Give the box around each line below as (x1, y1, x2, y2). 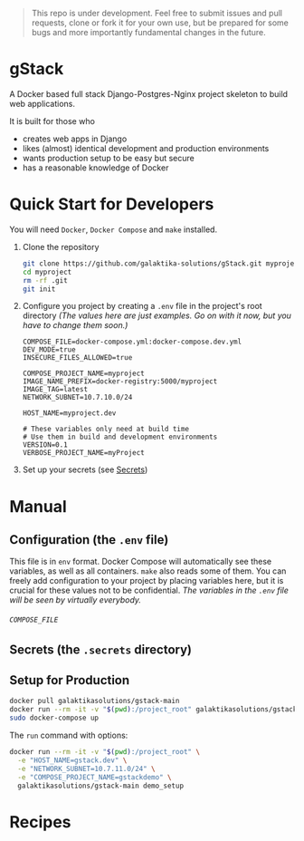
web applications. (9, 98, 75, 109)
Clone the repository (22, 241, 100, 252)
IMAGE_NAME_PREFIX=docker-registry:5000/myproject (22, 377, 218, 386)
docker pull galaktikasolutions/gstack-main (9, 697, 180, 706)
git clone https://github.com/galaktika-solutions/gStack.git (22, 258, 262, 268)
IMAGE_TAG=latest (22, 385, 89, 394)
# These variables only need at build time (22, 425, 190, 434)
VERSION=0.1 (22, 440, 68, 449)
